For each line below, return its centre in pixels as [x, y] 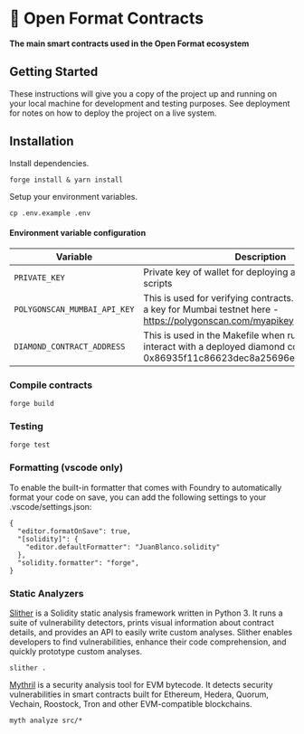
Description [261, 257]
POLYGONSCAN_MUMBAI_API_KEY [74, 309]
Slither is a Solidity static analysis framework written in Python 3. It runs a [146, 613]
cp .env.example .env [50, 213]
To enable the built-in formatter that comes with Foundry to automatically [146, 487]
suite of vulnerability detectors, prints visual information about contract [142, 622]
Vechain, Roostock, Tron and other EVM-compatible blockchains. [131, 703]
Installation [42, 141]
